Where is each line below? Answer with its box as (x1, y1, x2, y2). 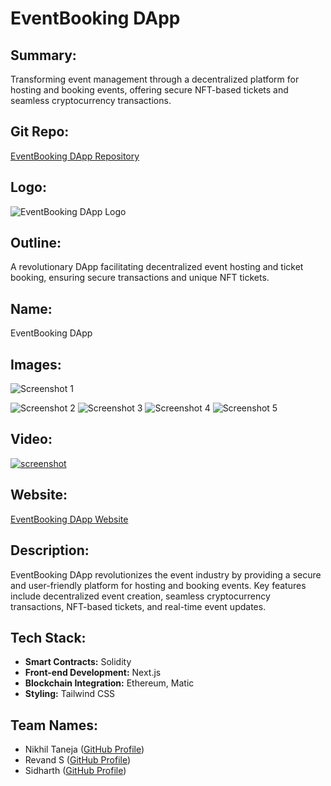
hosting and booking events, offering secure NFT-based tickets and (10, 84, 289, 96)
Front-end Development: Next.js (24, 667, 162, 679)
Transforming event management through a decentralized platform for (10, 73, 300, 85)
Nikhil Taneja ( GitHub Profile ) (24, 743, 145, 756)
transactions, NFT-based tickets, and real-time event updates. (10, 600, 267, 612)
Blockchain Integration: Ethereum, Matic (24, 677, 195, 689)
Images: (10, 356, 62, 373)
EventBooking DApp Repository (10, 150, 140, 162)
